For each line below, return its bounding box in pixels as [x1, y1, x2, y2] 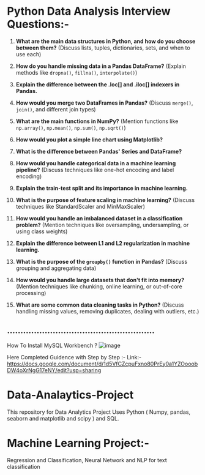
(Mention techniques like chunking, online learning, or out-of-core [15, 283, 183, 290]
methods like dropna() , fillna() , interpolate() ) [15, 69, 138, 76]
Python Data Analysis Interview [7, 4, 171, 18]
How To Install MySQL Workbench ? [7, 342, 98, 349]
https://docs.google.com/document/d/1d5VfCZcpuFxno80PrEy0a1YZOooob [7, 360, 198, 367]
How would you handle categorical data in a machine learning [15, 159, 176, 166]
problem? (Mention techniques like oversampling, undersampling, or [15, 221, 189, 228]
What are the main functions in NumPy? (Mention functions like [15, 118, 179, 125]
